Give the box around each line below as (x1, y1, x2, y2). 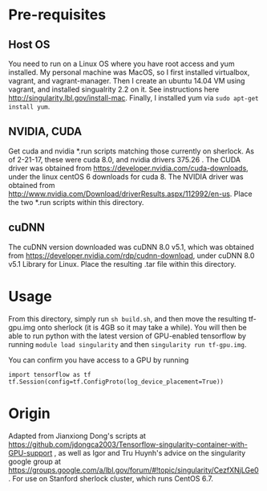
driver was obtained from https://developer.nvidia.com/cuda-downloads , (8, 163, 249, 173)
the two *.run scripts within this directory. (8, 197, 144, 207)
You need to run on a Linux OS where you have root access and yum (8, 59, 235, 68)
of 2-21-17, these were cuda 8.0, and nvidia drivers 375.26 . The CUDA (8, 154, 241, 164)
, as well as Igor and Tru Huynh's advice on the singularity (54, 448, 246, 457)
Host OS (8, 38, 51, 51)
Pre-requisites (8, 6, 107, 24)
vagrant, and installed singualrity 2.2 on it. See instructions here (8, 84, 220, 94)
